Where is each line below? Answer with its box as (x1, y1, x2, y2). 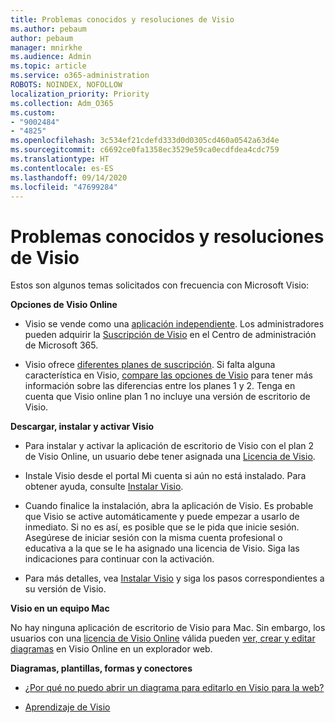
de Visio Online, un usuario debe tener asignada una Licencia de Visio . (24, 451, 316, 463)
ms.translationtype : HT (10, 154, 110, 164)
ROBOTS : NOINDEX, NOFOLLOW (10, 80, 123, 90)
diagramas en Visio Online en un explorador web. (10, 643, 213, 655)
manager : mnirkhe (10, 42, 83, 53)
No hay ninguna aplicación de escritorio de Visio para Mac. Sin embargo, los (10, 622, 326, 634)
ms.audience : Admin (10, 52, 92, 62)
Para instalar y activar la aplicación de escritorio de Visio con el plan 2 (24, 440, 315, 452)
